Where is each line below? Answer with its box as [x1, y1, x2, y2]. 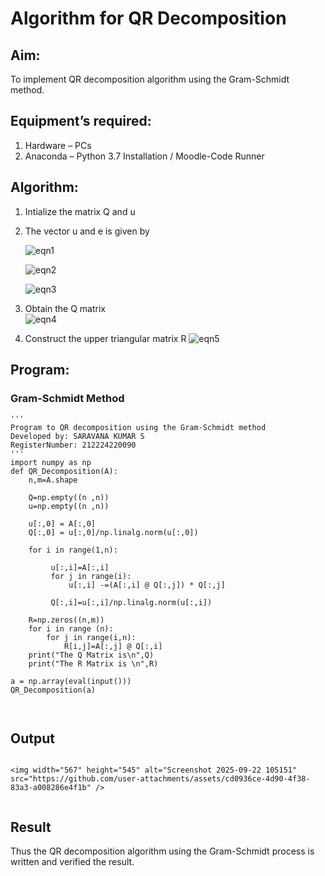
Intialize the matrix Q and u [24, 205, 136, 217]
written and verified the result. [10, 855, 135, 867]
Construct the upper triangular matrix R [24, 332, 187, 344]
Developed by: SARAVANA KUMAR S [10, 432, 145, 442]
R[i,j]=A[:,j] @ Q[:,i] [63, 642, 163, 652]
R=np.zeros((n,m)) [28, 615, 105, 626]
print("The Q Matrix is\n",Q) [28, 650, 155, 661]
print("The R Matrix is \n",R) [28, 659, 159, 669]
